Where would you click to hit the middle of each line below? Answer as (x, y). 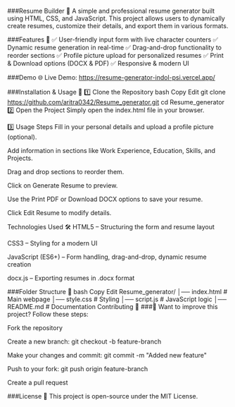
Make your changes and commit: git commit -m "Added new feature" (107, 355)
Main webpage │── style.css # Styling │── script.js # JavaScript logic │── (117, 299)
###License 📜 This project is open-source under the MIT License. (103, 396)
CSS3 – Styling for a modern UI (52, 243)
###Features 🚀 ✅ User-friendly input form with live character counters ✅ (113, 40)
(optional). (22, 137)
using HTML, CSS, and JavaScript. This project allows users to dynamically (116, 18)
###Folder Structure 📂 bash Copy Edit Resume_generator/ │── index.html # (118, 292)
